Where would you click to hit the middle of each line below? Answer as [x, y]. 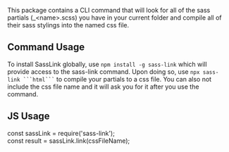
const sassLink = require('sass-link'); [61, 133]
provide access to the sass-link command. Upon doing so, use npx [104, 71]
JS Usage [29, 116]
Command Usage [46, 47]
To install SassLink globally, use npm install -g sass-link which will [107, 64]
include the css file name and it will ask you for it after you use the [103, 87]
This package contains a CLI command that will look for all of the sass [109, 10]
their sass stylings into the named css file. [68, 25]
